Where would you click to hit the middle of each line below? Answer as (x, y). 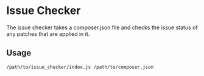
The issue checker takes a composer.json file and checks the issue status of (102, 27)
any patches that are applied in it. (48, 33)
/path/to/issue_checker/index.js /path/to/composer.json (80, 67)
